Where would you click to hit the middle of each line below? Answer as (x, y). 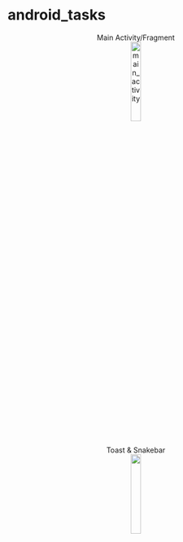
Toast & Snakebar (136, 450)
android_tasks (57, 15)
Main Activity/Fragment (136, 37)
